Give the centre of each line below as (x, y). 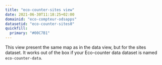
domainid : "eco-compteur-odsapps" (41, 19)
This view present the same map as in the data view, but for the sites (76, 47)
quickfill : (16, 28)
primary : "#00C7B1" (30, 33)
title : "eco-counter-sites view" (40, 10)
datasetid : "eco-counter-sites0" (40, 24)
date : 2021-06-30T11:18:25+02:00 (40, 14)
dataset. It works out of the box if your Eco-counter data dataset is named (81, 52)
